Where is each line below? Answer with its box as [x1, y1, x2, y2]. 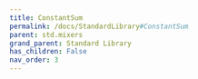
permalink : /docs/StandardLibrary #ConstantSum [9, 22, 189, 31]
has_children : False [9, 47, 88, 56]
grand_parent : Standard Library [9, 38, 132, 48]
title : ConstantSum [9, 13, 84, 23]
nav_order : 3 [9, 55, 59, 64]
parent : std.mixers [9, 30, 84, 39]
